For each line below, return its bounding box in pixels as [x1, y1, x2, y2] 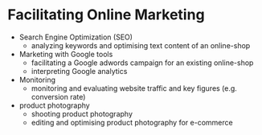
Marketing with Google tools [18, 49, 113, 59]
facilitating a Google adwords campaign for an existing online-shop [31, 58, 254, 67]
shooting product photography [31, 108, 133, 118]
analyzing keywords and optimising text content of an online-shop [31, 40, 251, 50]
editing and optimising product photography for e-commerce [31, 117, 234, 127]
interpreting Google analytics [31, 66, 128, 76]
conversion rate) [31, 92, 86, 101]
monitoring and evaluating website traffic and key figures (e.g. [31, 83, 238, 93]
